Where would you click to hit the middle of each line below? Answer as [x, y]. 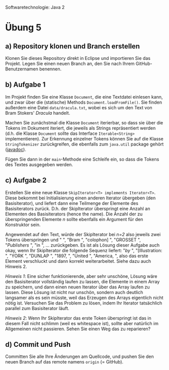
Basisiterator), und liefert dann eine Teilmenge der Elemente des [72, 203]
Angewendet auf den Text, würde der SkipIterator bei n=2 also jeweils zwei [83, 234]
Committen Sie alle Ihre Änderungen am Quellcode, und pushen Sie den [80, 356]
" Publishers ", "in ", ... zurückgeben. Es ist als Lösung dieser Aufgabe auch [82, 245]
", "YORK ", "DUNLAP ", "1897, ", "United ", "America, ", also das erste [77, 256]
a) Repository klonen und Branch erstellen [72, 46]
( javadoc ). [16, 149]
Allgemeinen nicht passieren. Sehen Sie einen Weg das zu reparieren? [78, 329]
